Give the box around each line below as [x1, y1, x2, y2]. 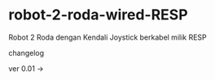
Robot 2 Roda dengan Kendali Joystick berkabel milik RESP [8, 32, 208, 42]
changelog [8, 48, 45, 57]
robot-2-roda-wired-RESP [8, 6, 189, 24]
